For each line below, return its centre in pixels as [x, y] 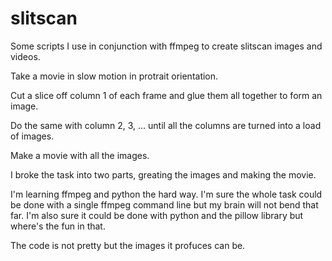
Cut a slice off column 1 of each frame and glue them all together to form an [166, 95]
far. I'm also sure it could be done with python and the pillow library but [157, 215]
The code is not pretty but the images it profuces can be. [128, 245]
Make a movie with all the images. [80, 155]
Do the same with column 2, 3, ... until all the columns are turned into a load [166, 125]
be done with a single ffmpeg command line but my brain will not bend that [164, 204]
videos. [25, 56]
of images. [32, 136]
